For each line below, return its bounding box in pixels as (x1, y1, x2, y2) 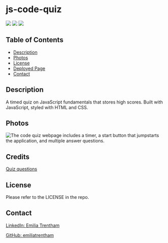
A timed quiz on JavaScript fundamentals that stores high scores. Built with (6, 99, 163, 105)
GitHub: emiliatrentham (6, 232, 54, 238)
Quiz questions (6, 166, 38, 172)
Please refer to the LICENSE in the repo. (6, 194, 89, 200)
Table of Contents (6, 36, 64, 44)
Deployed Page (13, 65, 45, 72)
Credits (6, 152, 30, 161)
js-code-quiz (6, 4, 62, 15)
